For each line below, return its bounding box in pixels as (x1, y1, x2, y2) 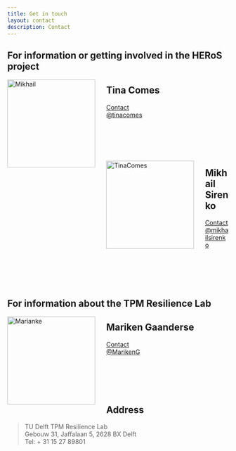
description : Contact (7, 23, 71, 30)
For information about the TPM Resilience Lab (7, 297, 212, 310)
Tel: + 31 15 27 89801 (24, 438, 86, 446)
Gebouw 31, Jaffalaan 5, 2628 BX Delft (24, 430, 137, 438)
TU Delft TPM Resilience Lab (24, 423, 108, 431)
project (7, 61, 40, 72)
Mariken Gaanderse (106, 322, 195, 334)
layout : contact (7, 17, 55, 24)
